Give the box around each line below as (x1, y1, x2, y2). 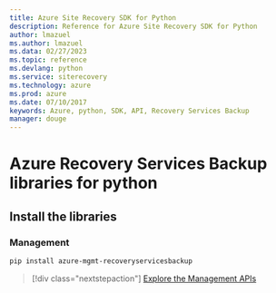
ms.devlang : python (9, 64, 84, 73)
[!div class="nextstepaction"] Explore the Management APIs (31, 273, 257, 284)
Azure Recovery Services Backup (9, 153, 268, 174)
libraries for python (9, 173, 158, 193)
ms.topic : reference (9, 55, 88, 64)
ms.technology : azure (9, 81, 92, 90)
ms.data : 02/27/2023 (9, 47, 88, 56)
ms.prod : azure (9, 89, 67, 98)
